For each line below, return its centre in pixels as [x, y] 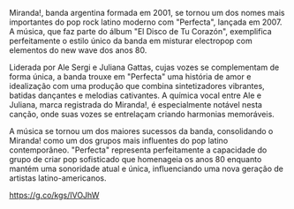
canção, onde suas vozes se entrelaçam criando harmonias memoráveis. [142, 114]
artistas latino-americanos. [58, 178]
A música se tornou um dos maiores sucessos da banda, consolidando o [141, 131]
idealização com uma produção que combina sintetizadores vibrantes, [137, 86]
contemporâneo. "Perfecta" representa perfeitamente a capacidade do [138, 150]
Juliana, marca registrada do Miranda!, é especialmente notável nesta [136, 104]
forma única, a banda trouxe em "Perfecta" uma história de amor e [130, 77]
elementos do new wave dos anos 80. [78, 50]
